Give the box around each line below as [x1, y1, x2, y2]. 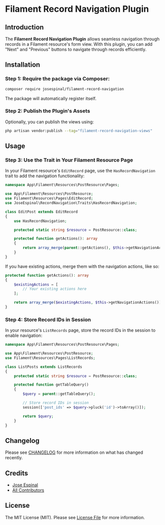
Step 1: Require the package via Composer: [5, 75, 110, 82]
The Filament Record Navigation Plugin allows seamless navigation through [5, 36, 160, 42]
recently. [5, 455, 23, 461]
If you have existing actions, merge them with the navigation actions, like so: [5, 263, 160, 269]
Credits [5, 469, 28, 477]
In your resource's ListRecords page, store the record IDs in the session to [5, 328, 156, 333]
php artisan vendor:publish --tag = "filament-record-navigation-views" [5, 128, 153, 133]
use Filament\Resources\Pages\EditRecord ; [5, 196, 93, 201]
